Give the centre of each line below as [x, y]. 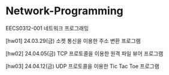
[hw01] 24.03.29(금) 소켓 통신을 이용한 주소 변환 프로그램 [73, 40]
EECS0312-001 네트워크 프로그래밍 [47, 28]
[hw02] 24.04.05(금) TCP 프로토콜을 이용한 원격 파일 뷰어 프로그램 [84, 53]
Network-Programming [64, 11]
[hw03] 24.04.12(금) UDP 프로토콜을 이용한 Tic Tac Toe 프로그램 [82, 66]
